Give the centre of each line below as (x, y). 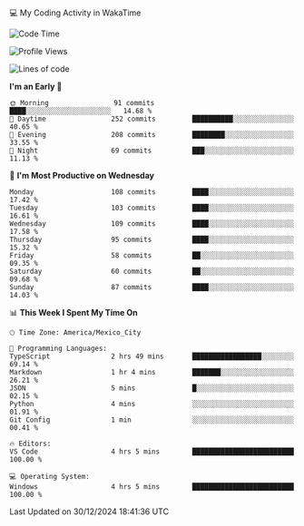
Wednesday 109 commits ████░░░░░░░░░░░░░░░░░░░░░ (152, 224)
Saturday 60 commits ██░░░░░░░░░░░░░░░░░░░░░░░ (152, 271)
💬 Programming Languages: (58, 348)
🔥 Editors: (30, 443)
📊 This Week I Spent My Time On (74, 312)
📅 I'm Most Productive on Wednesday (82, 175)
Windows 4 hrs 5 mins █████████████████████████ (152, 487)
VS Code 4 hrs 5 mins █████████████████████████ (152, 452)
